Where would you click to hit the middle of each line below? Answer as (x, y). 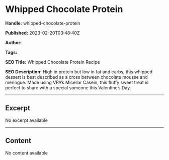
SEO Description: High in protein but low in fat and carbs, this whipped (79, 72)
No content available (27, 153)
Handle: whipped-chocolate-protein (43, 23)
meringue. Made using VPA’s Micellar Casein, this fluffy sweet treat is (77, 82)
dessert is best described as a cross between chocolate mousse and (76, 77)
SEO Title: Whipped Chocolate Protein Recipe (53, 62)
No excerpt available (26, 120)
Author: (14, 42)
